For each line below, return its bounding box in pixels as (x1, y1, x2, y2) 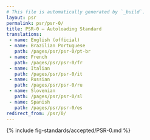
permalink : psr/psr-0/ (6, 20, 64, 26)
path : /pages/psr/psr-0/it (14, 71, 83, 77)
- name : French (9, 54, 47, 60)
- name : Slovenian (9, 88, 56, 94)
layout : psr (6, 15, 36, 21)
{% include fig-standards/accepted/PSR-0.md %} (6, 127, 131, 134)
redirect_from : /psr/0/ (6, 110, 67, 116)
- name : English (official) (9, 37, 80, 43)
